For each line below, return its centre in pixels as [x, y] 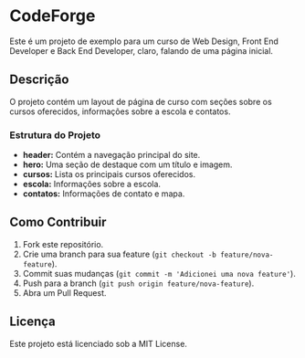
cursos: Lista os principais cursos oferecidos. [109, 174]
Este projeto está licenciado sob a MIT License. [98, 343]
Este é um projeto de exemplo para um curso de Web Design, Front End [144, 41]
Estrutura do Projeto [55, 135]
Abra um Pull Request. [64, 292]
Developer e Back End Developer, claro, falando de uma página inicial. [142, 50]
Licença [33, 322]
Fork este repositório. [63, 244]
